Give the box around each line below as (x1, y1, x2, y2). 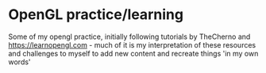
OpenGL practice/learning (8, 6, 184, 24)
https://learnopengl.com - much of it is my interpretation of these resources (8, 40, 256, 49)
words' (8, 57, 31, 67)
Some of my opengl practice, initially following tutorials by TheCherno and (8, 32, 251, 41)
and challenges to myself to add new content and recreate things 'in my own (8, 48, 259, 58)
